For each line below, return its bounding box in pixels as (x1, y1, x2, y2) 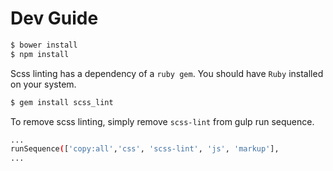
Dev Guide (10, 7, 99, 30)
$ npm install (10, 49, 70, 59)
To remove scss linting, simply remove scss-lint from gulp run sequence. (10, 115, 315, 127)
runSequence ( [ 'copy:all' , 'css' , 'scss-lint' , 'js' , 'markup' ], (10, 144, 280, 154)
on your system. (10, 78, 77, 90)
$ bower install (10, 40, 78, 50)
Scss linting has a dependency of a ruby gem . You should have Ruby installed (10, 67, 324, 79)
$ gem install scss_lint (10, 97, 114, 107)
